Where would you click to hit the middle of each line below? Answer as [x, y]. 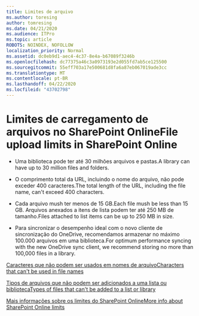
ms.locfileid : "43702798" [38, 90]
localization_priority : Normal [45, 51]
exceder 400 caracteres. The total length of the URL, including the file [100, 186]
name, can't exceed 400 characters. [59, 192]
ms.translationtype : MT [36, 73]
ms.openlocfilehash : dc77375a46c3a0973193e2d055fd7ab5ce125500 [87, 62]
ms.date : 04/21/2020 [32, 28]
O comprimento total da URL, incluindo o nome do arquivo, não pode [99, 179]
